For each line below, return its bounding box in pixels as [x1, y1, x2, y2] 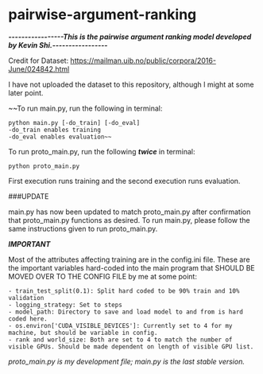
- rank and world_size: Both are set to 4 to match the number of [8, 336, 233, 344]
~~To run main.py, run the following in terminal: [8, 103, 163, 113]
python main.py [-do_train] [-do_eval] [8, 119, 141, 127]
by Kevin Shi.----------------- [8, 40, 108, 49]
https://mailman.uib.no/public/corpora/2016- [70, 56, 217, 65]
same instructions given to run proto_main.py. [8, 224, 158, 233]
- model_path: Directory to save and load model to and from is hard [8, 308, 244, 316]
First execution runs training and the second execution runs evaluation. [8, 176, 241, 185]
